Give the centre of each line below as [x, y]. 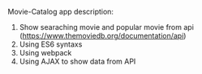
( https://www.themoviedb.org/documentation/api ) [103, 36]
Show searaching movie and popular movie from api [106, 27]
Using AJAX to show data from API [77, 61]
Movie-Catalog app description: [61, 12]
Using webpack [45, 53]
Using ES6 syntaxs [51, 44]
